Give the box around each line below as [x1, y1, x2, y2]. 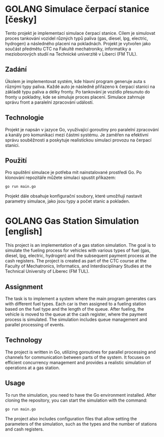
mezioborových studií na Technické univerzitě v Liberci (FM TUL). [5, 51, 138, 57]
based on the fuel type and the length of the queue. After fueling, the [5, 306, 144, 312]
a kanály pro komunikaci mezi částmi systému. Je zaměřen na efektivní [5, 132, 148, 138]
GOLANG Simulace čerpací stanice [5, 3, 149, 15]
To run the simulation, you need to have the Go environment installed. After [5, 392, 157, 398]
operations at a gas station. [5, 365, 60, 371]
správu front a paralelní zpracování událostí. [5, 99, 94, 105]
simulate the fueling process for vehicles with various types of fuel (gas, [5, 247, 151, 254]
